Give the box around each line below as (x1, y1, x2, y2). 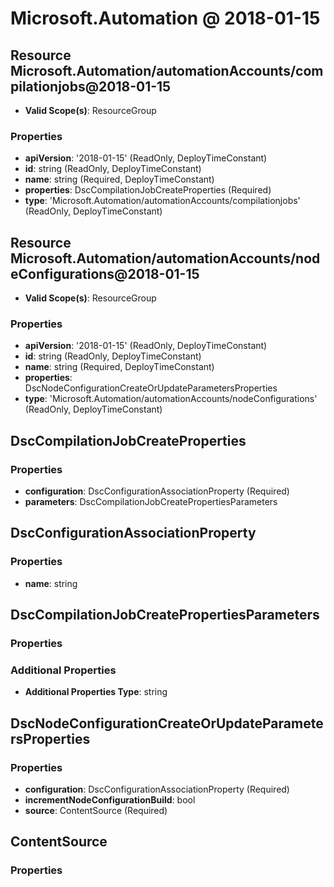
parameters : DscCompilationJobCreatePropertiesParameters (24, 496, 278, 508)
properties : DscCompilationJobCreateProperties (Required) (24, 184, 272, 196)
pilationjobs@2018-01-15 (10, 78, 172, 95)
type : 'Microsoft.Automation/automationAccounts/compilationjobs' (24, 195, 301, 207)
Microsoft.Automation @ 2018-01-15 (10, 7, 321, 30)
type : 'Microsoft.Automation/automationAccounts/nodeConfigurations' (24, 393, 318, 405)
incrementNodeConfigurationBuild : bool (24, 794, 196, 806)
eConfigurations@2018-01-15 (10, 265, 200, 282)
